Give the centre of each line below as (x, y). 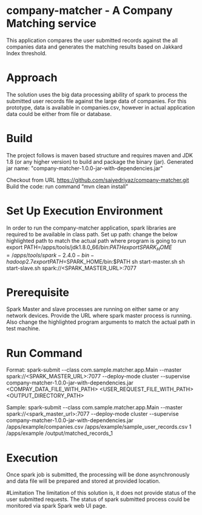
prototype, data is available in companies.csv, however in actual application (101, 107)
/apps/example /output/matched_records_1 (60, 433)
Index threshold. (27, 53)
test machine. (23, 329)
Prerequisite (38, 292)
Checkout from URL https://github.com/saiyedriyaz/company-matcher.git (98, 180)
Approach (32, 78)
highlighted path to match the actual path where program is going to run (96, 240)
